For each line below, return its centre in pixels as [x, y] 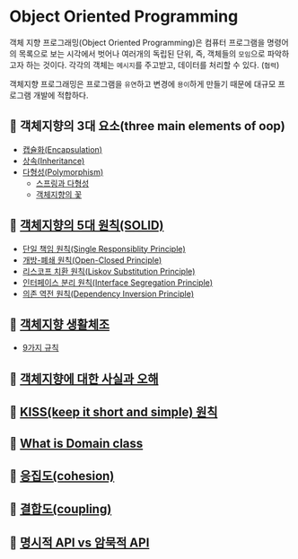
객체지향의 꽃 [59, 194]
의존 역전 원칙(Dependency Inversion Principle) [108, 293]
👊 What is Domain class [76, 443]
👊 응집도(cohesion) [62, 476]
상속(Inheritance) [53, 161]
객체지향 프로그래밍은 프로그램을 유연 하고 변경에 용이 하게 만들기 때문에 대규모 [143, 83]
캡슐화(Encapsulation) [62, 149]
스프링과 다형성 [62, 183]
